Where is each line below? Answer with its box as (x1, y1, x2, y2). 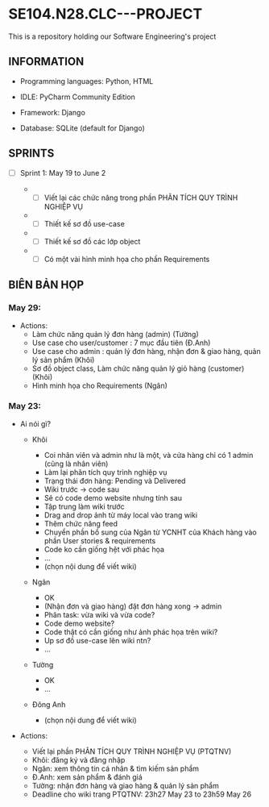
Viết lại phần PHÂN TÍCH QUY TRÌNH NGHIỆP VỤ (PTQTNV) (31, 747, 232, 756)
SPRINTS (8, 147, 55, 160)
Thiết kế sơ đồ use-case (43, 218, 125, 228)
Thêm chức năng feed (43, 518, 118, 528)
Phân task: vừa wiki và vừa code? (43, 609, 155, 619)
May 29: (8, 302, 42, 314)
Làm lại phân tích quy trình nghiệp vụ (43, 467, 168, 476)
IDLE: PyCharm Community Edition (19, 92, 135, 102)
